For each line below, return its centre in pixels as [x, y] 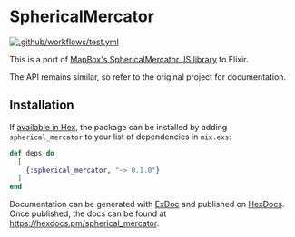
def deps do [32, 153]
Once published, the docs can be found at [88, 213]
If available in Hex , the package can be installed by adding [118, 127]
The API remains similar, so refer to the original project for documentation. [148, 76]
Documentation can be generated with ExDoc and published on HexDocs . [147, 204]
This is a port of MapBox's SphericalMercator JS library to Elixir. [129, 59]
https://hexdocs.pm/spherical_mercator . [84, 223]
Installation [42, 105]
